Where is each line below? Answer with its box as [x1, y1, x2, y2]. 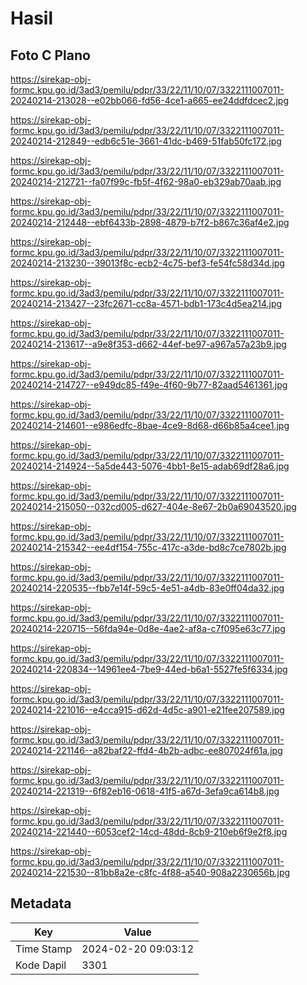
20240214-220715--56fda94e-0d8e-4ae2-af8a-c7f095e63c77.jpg [10, 623, 286, 634]
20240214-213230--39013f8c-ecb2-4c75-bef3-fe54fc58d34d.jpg [10, 257, 285, 269]
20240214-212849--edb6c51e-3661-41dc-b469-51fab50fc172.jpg [10, 135, 282, 147]
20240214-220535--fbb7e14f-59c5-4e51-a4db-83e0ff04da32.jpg [10, 582, 285, 594]
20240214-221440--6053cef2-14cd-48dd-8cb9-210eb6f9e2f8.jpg [10, 826, 288, 837]
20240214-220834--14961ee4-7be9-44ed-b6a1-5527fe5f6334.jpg [10, 663, 288, 675]
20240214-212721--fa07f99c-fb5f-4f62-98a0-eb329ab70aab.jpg [10, 176, 282, 187]
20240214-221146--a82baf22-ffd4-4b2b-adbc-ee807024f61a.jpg [10, 745, 283, 756]
